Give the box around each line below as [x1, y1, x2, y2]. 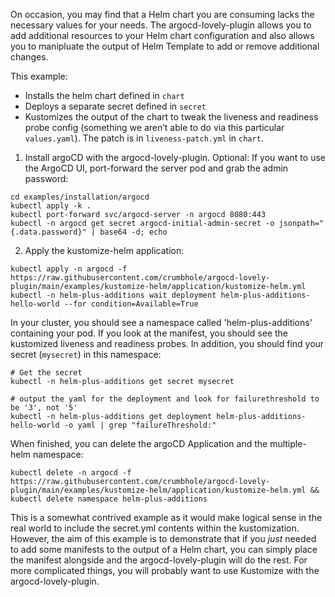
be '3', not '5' [10, 403, 78, 413]
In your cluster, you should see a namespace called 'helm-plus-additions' [10, 317, 313, 328]
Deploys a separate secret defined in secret [24, 100, 207, 112]
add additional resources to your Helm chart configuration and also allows [10, 30, 315, 41]
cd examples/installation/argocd [10, 192, 150, 202]
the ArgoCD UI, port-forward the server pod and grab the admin [24, 162, 289, 174]
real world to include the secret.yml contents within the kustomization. [10, 522, 300, 534]
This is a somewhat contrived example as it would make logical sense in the [10, 512, 323, 523]
